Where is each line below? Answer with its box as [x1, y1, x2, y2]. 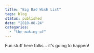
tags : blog [5, 12, 27, 16]
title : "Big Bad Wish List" [5, 7, 62, 12]
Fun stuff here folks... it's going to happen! [5, 43, 89, 48]
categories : [5, 25, 29, 30]
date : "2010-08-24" [5, 20, 44, 26]
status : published [5, 16, 42, 21]
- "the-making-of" [9, 29, 47, 34]
